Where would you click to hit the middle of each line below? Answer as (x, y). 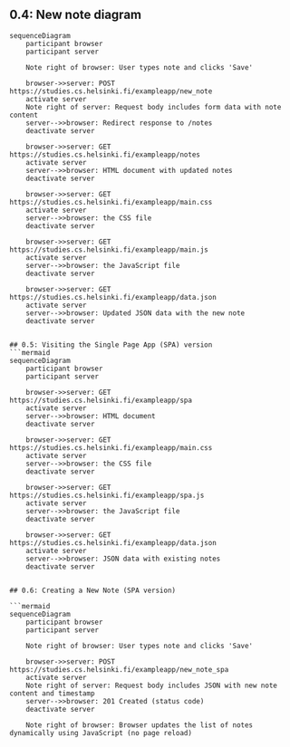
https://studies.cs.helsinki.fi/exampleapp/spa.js (107, 495)
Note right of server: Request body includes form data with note (154, 107)
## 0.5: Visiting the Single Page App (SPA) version (111, 345)
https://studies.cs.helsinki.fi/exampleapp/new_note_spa (119, 669)
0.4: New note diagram (76, 15)
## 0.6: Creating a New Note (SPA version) (93, 590)
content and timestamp (52, 693)
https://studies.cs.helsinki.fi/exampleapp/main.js (109, 249)
